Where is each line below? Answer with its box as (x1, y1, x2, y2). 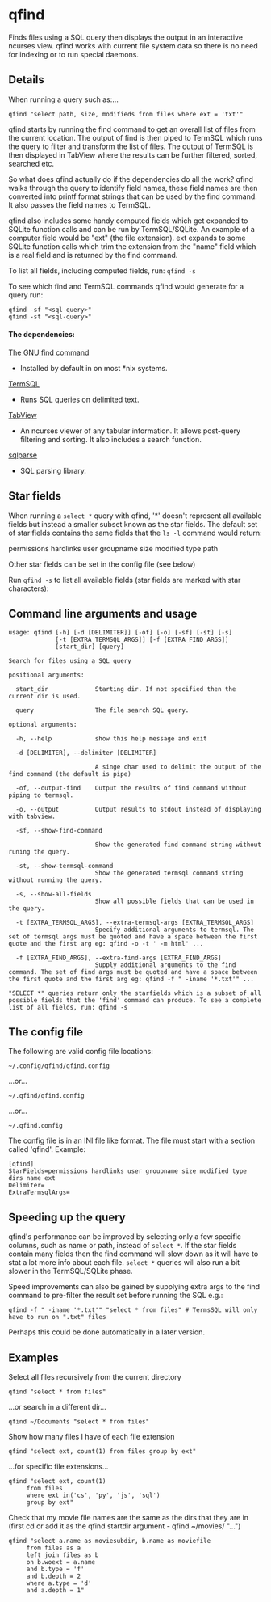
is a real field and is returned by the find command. (8, 250, 178, 259)
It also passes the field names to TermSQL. (8, 200, 152, 209)
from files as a (26, 1544, 81, 1553)
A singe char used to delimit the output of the (94, 762, 262, 771)
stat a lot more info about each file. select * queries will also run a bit (8, 1258, 240, 1267)
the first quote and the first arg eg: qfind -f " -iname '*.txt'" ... (8, 975, 254, 983)
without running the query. (8, 875, 103, 884)
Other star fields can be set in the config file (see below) (8, 559, 196, 569)
